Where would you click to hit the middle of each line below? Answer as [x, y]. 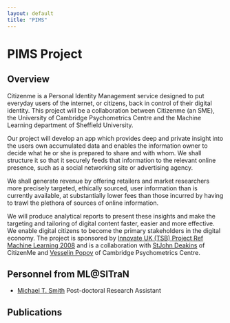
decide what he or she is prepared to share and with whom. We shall [104, 153]
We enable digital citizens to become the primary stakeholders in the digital [114, 230]
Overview [29, 79]
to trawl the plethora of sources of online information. [83, 203]
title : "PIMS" [28, 20]
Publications [35, 312]
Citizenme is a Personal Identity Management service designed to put [106, 96]
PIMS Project [45, 54]
